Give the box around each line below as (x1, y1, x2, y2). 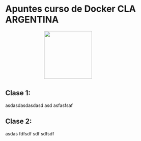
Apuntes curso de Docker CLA (5, 3, 136, 15)
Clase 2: (5, 117, 32, 126)
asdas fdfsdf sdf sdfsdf (5, 130, 54, 136)
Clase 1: (5, 89, 31, 97)
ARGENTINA (5, 14, 59, 25)
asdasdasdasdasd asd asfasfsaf (5, 102, 73, 108)
